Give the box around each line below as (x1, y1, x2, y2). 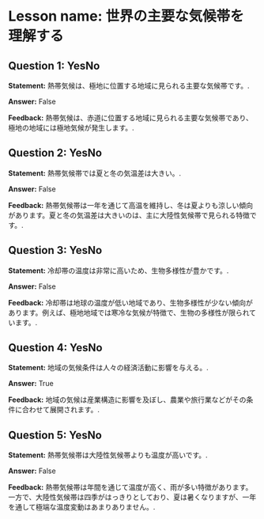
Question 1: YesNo (8, 59, 100, 72)
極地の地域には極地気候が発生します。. (8, 123, 134, 132)
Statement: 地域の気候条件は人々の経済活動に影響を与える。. (8, 363, 209, 373)
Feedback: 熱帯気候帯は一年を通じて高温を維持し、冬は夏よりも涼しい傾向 (8, 200, 254, 210)
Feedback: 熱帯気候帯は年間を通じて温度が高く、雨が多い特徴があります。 (8, 483, 253, 492)
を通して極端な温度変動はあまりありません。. (8, 502, 156, 512)
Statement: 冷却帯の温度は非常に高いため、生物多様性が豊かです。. (8, 266, 229, 275)
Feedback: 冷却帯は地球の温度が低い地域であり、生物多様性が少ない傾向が (8, 297, 253, 307)
